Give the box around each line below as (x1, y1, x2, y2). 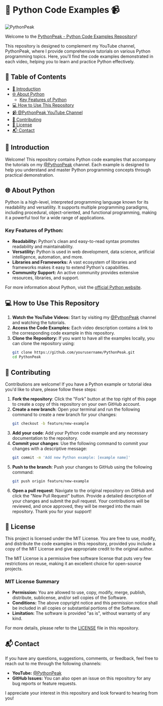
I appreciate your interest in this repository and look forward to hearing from (5, 690, 158, 696)
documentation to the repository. (12, 435, 79, 441)
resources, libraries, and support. (12, 275, 80, 281)
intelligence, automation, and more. (12, 254, 83, 260)
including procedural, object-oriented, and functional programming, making (5, 209, 157, 215)
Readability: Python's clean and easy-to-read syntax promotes (12, 238, 140, 244)
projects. (5, 566, 23, 572)
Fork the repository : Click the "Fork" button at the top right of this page (12, 396, 157, 402)
